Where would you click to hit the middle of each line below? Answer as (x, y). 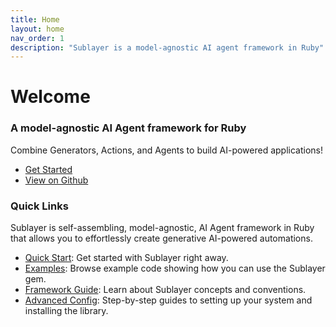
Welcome (50, 97)
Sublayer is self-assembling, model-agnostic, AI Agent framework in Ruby (162, 228)
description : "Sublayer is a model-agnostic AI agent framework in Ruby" (167, 47)
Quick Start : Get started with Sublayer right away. (126, 258)
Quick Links (39, 206)
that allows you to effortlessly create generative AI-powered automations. (161, 238)
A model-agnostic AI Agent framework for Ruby (128, 128)
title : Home (35, 19)
